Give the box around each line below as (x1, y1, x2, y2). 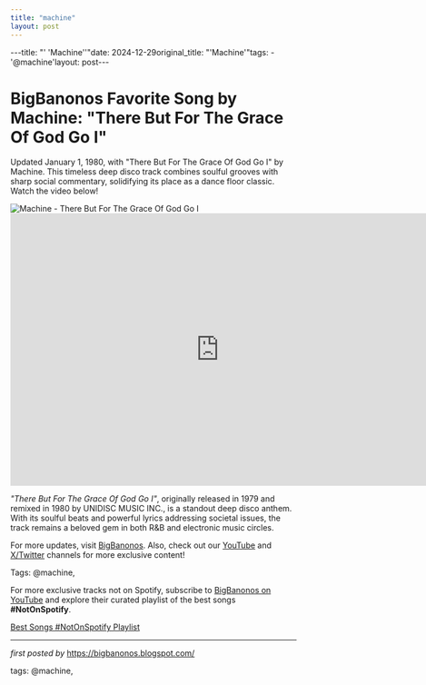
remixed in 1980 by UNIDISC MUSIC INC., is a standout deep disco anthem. (10, 503, 292, 514)
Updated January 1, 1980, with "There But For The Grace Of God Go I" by (10, 156, 284, 168)
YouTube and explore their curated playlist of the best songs (10, 594, 236, 605)
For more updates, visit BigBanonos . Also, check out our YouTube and (10, 540, 272, 551)
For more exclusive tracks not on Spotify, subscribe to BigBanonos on (10, 585, 272, 596)
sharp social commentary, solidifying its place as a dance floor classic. (10, 176, 275, 187)
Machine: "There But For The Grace (10, 107, 284, 128)
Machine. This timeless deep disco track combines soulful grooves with (10, 166, 279, 177)
